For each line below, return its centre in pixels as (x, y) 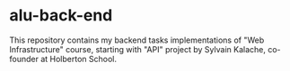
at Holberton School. (78, 59)
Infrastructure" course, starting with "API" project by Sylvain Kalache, (138, 49)
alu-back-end (61, 16)
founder (24, 59)
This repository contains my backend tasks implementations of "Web (137, 40)
